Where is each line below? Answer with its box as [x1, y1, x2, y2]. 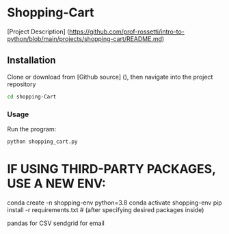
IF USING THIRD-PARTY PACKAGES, [7, 161, 216, 177]
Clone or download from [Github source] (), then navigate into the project [7, 73, 213, 81]
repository [7, 80, 36, 88]
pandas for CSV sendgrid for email [7, 219, 105, 227]
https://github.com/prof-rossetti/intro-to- [69, 27, 185, 36]
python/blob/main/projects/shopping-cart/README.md [7, 34, 163, 42]
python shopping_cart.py [7, 138, 78, 145]
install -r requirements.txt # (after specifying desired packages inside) [7, 205, 204, 213]
